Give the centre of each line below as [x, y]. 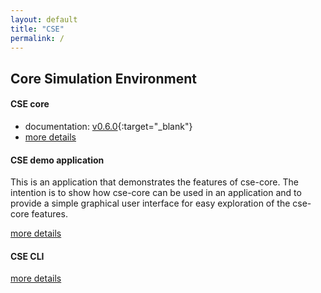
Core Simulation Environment [103, 78]
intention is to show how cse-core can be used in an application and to [156, 193]
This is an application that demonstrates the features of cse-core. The [154, 182]
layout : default [44, 19]
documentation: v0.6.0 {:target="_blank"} [108, 126]
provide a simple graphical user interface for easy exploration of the [150, 203]
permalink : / [37, 38]
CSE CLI [27, 256]
